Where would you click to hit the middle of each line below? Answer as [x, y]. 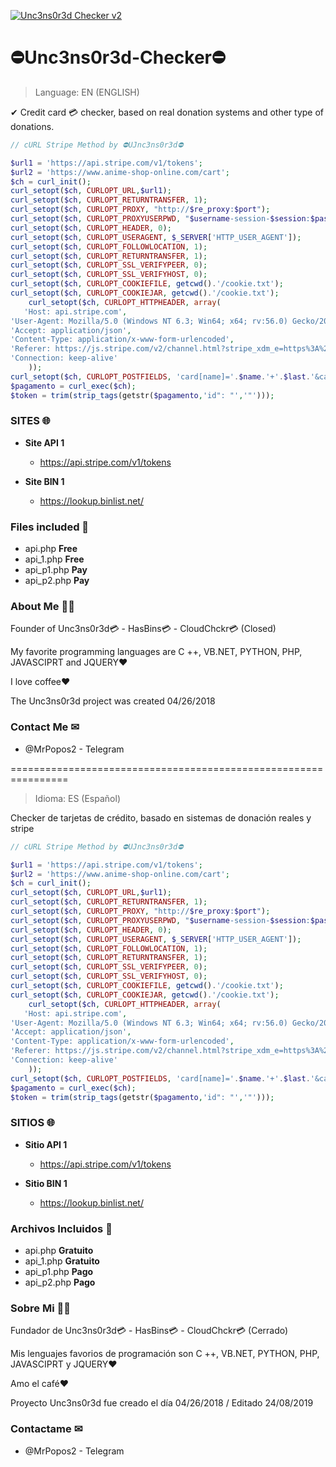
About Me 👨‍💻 [42, 607]
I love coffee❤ [40, 682]
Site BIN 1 [44, 481]
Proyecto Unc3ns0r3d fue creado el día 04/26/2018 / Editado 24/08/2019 [162, 1403]
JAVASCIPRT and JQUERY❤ [69, 662]
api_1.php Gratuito [62, 1261]
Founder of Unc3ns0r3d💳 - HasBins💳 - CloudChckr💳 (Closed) [143, 629]
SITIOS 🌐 [33, 1123]
